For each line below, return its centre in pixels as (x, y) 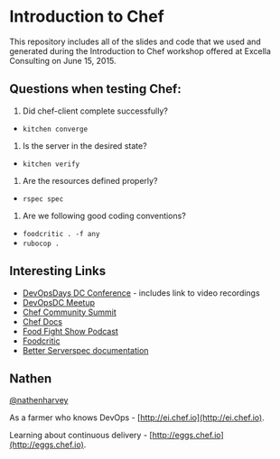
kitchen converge (55, 129)
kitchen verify (51, 164)
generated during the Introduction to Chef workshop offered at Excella (140, 50)
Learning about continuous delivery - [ (81, 436)
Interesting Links (58, 271)
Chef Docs (42, 321)
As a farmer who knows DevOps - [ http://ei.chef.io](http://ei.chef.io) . (137, 418)
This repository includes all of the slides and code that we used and (135, 41)
